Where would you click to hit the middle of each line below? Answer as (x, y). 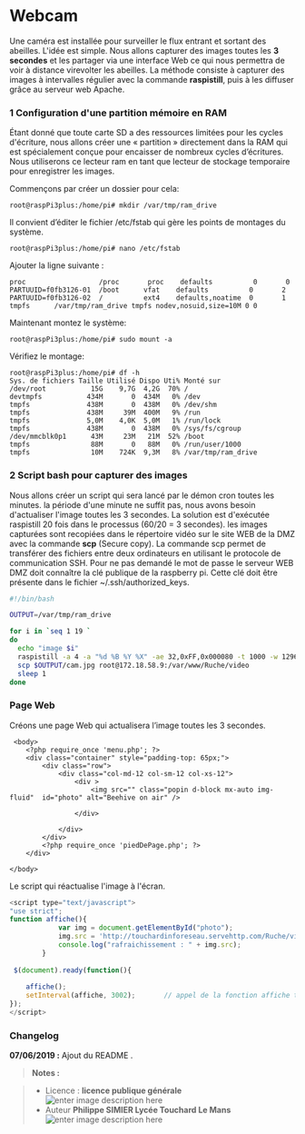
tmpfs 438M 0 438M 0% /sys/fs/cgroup (126, 429)
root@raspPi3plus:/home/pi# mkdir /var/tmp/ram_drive (113, 205)
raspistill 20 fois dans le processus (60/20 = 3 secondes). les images (138, 524)
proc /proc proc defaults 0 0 (150, 283)
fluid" (22, 797)
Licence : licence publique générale (113, 1090)
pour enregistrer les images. (62, 171)
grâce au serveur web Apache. (67, 89)
